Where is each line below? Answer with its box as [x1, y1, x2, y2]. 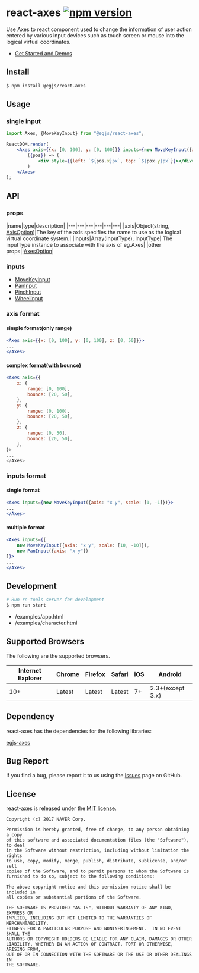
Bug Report [6, 756, 49, 767]
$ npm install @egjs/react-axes [6, 83, 86, 89]
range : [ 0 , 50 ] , [27, 430, 68, 436]
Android [158, 670, 182, 678]
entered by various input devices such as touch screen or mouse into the [6, 32, 185, 39]
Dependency [6, 711, 54, 722]
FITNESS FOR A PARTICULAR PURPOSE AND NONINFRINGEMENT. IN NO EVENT [6, 925, 182, 932]
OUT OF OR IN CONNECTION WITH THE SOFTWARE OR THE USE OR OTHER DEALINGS [6, 952, 192, 958]
